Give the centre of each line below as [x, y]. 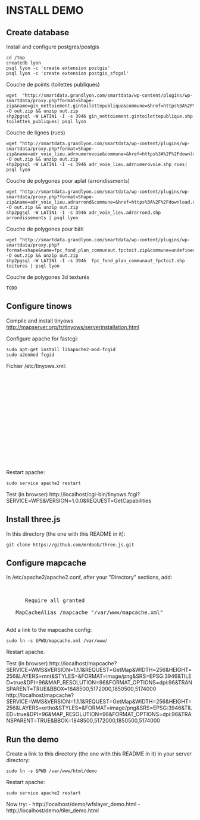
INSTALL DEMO [45, 10]
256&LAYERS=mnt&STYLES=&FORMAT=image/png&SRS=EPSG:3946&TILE [99, 676]
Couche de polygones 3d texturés [48, 277]
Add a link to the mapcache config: [49, 630]
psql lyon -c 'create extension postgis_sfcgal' [68, 73]
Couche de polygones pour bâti [45, 229]
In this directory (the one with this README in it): [66, 534]
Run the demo [33, 739]
